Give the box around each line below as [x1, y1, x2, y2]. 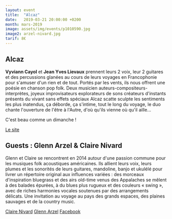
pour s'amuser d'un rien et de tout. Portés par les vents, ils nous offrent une [5, 79, 165, 85]
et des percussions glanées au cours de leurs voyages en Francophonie [5, 74, 157, 80]
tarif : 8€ [5, 36, 27, 41]
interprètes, [5, 90, 30, 96]
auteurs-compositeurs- [98, 85, 148, 91]
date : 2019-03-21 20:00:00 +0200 [5, 17, 81, 22]
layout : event [5, 7, 36, 13]
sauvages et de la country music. [5, 198, 75, 205]
